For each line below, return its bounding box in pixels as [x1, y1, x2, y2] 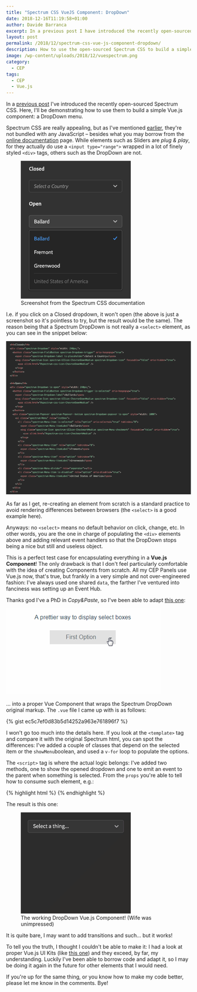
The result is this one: [6, 801, 59, 808]
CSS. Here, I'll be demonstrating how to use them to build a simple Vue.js [6, 107, 183, 114]
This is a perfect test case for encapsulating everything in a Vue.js [6, 554, 167, 561]
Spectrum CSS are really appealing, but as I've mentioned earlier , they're [6, 124, 182, 131]
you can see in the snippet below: [6, 329, 88, 337]
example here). [6, 513, 43, 520]
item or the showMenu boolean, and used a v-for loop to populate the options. [6, 748, 189, 755]
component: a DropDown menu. [6, 113, 83, 120]
